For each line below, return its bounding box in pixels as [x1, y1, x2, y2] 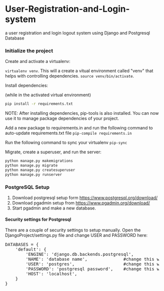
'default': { [15, 247, 46, 252]
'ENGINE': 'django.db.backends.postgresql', [25, 251, 134, 257]
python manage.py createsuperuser [5, 167, 76, 172]
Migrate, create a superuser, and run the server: [5, 149, 102, 155]
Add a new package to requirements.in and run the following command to [5, 125, 153, 131]
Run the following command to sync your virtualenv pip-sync [5, 140, 127, 145]
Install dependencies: [5, 83, 48, 88]
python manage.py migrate [5, 163, 58, 168]
